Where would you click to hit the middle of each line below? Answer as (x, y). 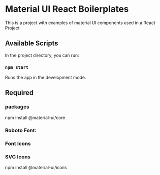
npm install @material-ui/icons (36, 167)
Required (19, 93)
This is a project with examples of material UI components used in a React (80, 23)
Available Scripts (32, 44)
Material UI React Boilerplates (67, 9)
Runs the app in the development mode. (46, 78)
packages (17, 107)
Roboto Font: (21, 130)
